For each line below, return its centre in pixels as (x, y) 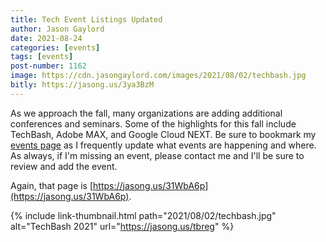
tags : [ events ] (42, 57)
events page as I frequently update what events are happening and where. (163, 145)
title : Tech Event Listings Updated (86, 19)
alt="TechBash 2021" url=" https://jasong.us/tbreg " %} (122, 226)
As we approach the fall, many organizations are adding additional (146, 113)
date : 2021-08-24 (46, 38)
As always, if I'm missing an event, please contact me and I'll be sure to (157, 155)
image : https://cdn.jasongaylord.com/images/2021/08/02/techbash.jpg (158, 76)
